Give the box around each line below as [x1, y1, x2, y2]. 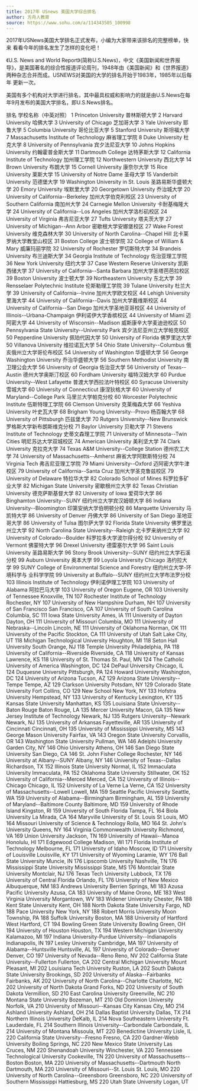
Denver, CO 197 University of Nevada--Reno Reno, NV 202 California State [6, 952, 188, 959]
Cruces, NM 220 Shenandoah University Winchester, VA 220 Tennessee [6, 1047, 183, 1054]
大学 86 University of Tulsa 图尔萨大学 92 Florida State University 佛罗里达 [11, 520, 193, 527]
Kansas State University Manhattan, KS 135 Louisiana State [6, 700, 150, 707]
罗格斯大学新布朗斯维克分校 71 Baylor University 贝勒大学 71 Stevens [6, 423, 173, 430]
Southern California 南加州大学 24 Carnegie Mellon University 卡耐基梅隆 [6, 201, 184, 208]
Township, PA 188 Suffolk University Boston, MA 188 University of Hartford [6, 914, 188, 921]
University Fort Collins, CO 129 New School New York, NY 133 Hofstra [6, 688, 176, 695]
